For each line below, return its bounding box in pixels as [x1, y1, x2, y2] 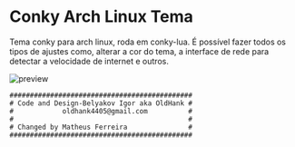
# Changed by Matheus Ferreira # [9, 122, 193, 132]
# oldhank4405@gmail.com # [9, 106, 193, 115]
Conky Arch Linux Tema [9, 6, 193, 27]
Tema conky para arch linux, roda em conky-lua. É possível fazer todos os [9, 36, 286, 47]
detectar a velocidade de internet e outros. [9, 55, 170, 66]
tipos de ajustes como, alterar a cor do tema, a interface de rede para [9, 45, 270, 56]
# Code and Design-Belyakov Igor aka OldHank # [9, 98, 193, 108]
